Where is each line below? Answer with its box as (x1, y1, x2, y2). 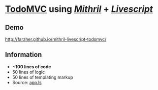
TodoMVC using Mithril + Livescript (5, 3, 154, 15)
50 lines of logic (12, 69, 45, 75)
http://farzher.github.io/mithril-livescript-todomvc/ (5, 36, 107, 42)
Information (5, 50, 42, 59)
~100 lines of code (12, 63, 51, 70)
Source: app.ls (12, 79, 42, 85)
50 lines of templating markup (12, 74, 73, 80)
